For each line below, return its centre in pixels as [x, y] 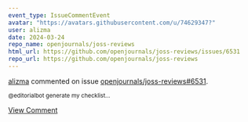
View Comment [33, 109]
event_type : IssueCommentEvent [59, 15]
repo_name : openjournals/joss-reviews [71, 45]
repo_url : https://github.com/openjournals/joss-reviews [103, 59]
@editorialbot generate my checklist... [59, 95]
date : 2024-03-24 [36, 37]
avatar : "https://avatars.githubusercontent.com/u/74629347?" [112, 23]
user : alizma [29, 30]
